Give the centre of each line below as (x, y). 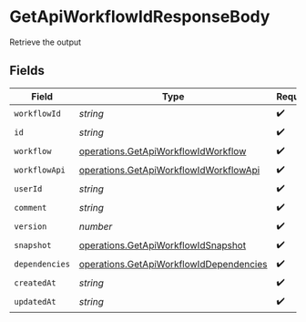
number (96, 227)
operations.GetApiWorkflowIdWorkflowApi (169, 171)
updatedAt (35, 302)
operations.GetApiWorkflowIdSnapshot (163, 245)
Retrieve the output (46, 42)
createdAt (35, 283)
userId (28, 189)
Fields (27, 71)
